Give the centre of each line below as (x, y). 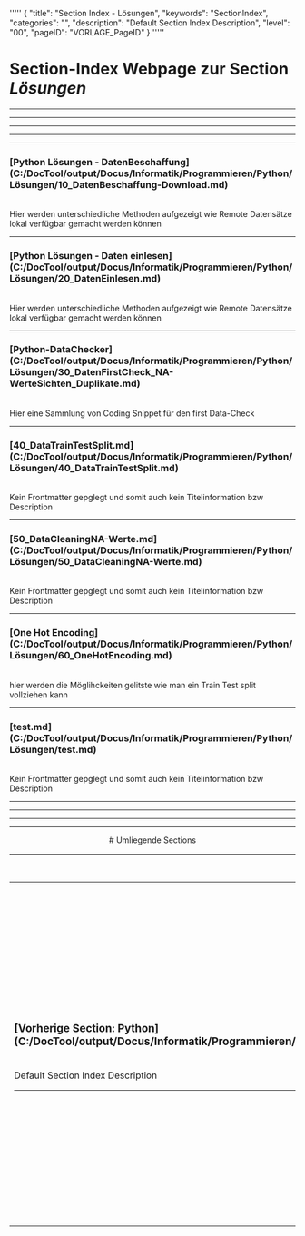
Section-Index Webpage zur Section (149, 69)
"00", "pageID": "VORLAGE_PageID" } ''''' (87, 32)
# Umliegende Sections (152, 840)
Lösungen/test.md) (53, 749)
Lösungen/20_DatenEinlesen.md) (85, 279)
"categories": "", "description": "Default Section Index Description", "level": (150, 23)
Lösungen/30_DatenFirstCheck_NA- (92, 372)
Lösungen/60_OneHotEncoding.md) (91, 656)
